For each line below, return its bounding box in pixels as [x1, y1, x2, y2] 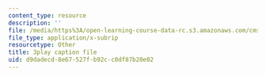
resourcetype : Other [8, 41, 77, 49]
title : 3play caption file [8, 48, 97, 56]
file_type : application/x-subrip [8, 33, 119, 42]
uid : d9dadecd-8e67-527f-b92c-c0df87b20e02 [8, 56, 154, 64]
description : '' [8, 19, 62, 27]
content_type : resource [8, 11, 87, 20]
